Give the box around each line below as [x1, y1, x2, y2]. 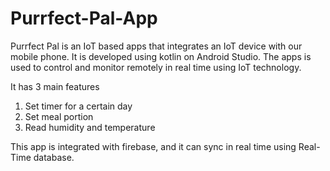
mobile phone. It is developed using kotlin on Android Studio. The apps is [10, 50, 312, 62]
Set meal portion [24, 110, 94, 122]
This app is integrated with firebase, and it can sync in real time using [10, 140, 297, 152]
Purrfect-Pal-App [10, 7, 158, 30]
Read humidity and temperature [24, 121, 156, 133]
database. [33, 151, 75, 163]
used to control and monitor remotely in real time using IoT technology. [10, 61, 302, 73]
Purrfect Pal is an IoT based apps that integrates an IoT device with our [10, 40, 303, 52]
